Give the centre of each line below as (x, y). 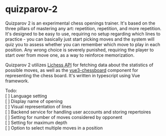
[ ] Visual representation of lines (38, 106)
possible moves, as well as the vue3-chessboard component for (72, 70)
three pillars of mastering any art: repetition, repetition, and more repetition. (84, 28)
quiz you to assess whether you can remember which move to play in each (83, 44)
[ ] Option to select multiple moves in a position (54, 128)
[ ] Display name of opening (34, 101)
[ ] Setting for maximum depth (36, 122)
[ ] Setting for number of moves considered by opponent (64, 117)
